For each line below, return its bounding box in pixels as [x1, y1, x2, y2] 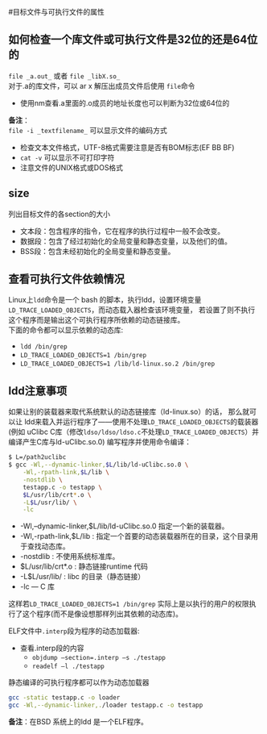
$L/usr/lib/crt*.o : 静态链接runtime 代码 [19, 561, 149, 571]
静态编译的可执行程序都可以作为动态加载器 [8, 678, 150, 687]
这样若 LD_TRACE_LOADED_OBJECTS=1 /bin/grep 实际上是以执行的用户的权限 [8, 599, 249, 609]
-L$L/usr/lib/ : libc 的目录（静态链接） [19, 572, 146, 582]
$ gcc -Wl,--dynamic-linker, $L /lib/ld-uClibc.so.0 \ [8, 461, 189, 469]
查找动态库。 [27, 541, 70, 551]
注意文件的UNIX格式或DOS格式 [19, 162, 123, 172]
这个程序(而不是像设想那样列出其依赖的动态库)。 [22, 609, 183, 619]
